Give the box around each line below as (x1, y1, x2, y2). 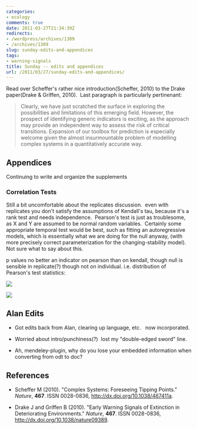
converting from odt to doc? (14, 353, 83, 361)
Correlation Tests (6, 188, 57, 196)
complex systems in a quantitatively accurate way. (20, 140, 143, 148)
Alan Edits (6, 308, 44, 319)
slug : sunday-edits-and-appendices (6, 47, 94, 53)
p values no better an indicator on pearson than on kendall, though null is (6, 257, 183, 264)
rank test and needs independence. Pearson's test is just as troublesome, (6, 214, 186, 221)
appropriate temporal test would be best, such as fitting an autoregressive (6, 227, 186, 234)
